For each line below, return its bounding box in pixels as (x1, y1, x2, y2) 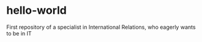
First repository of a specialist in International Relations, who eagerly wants (6, 23, 196, 31)
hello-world (6, 4, 67, 17)
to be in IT (6, 29, 32, 37)
